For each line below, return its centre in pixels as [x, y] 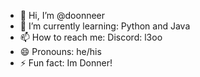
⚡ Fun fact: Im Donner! [66, 63]
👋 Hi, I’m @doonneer [62, 15]
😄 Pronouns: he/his [60, 51]
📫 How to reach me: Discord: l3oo [91, 37]
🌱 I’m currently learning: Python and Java [105, 26]
